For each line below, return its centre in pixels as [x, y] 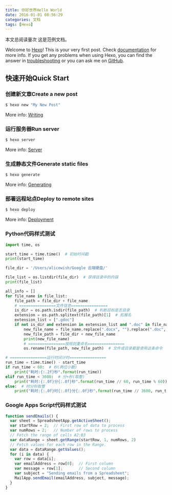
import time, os [23, 245]
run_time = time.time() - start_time [46, 363]
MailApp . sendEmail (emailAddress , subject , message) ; [72, 478]
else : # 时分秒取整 [25, 386]
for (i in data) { [30, 454]
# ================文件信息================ [61, 305]
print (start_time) [25, 259]
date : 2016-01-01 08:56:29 [34, 15]
